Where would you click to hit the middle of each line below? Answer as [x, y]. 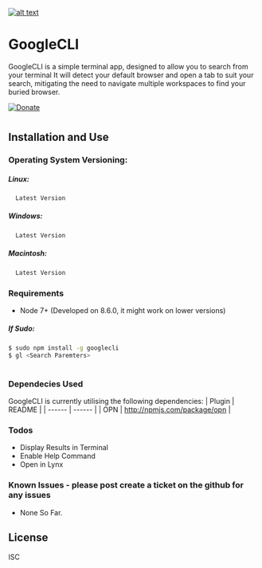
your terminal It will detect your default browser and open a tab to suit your [131, 75]
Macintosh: [28, 253]
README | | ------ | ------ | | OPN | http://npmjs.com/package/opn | [119, 409]
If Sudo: [22, 329]
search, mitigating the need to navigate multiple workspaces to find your [127, 83]
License [28, 538]
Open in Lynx [41, 464]
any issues [29, 496]
